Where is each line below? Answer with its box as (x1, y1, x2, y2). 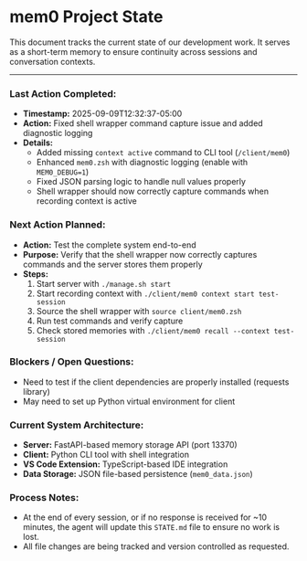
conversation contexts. (9, 56, 96, 67)
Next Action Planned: (9, 218, 106, 231)
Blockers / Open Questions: (9, 355, 134, 368)
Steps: (22, 268, 48, 280)
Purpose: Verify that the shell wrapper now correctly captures (22, 249, 258, 259)
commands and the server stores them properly (22, 259, 203, 270)
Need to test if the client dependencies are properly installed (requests (22, 376, 290, 387)
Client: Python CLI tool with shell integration (22, 450, 190, 460)
